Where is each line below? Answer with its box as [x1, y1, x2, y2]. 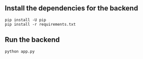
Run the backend [5, 35, 60, 44]
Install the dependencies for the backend [5, 4, 138, 13]
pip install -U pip [5, 17, 46, 22]
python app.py [5, 49, 35, 54]
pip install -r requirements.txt [5, 22, 76, 27]
